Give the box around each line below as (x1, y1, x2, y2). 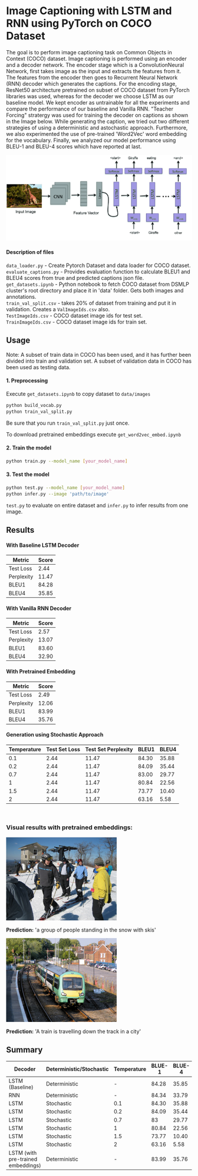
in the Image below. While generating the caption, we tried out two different (6, 118, 190, 125)
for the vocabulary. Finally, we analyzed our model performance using (6, 136, 176, 144)
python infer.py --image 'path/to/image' (6, 491, 110, 497)
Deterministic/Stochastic (46, 1065, 109, 1073)
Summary (6, 1045, 43, 1055)
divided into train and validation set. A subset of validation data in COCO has (6, 357, 192, 364)
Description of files (6, 249, 54, 256)
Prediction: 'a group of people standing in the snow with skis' (6, 926, 156, 933)
